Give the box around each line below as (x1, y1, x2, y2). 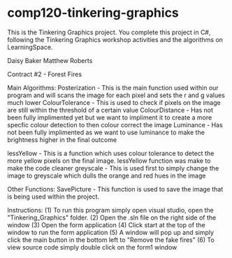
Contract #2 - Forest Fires (7, 70, 82, 78)
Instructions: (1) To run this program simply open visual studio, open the (7, 206, 215, 214)
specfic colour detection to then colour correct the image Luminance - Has (7, 120, 224, 129)
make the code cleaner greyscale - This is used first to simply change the (7, 164, 219, 172)
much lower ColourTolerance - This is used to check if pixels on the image (7, 98, 222, 106)
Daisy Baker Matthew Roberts (7, 56, 93, 64)
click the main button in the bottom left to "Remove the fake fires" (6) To (7, 236, 215, 244)
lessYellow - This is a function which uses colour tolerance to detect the (7, 149, 215, 157)
